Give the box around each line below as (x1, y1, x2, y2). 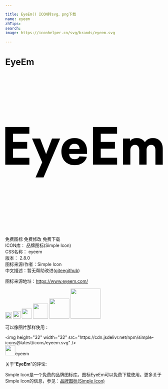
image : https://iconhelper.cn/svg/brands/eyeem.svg (5, 31, 115, 36)
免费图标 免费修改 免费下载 (5, 236, 60, 242)
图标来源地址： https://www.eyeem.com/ (5, 278, 88, 284)
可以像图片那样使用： (5, 324, 49, 330)
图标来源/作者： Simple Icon (5, 262, 62, 268)
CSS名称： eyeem (5, 249, 42, 255)
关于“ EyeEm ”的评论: (5, 361, 47, 367)
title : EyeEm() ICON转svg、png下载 (5, 12, 76, 17)
